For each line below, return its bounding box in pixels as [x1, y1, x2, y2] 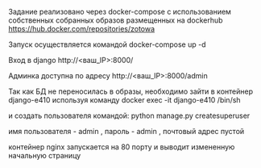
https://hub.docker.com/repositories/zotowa [8, 24, 155, 33]
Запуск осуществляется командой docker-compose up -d [8, 40, 207, 49]
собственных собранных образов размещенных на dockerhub [8, 15, 223, 25]
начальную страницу [8, 151, 81, 160]
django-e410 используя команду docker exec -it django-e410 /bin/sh [8, 95, 241, 104]
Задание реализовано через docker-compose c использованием [8, 7, 232, 16]
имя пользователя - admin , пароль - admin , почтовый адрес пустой [8, 127, 245, 136]
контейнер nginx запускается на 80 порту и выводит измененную [8, 142, 235, 152]
